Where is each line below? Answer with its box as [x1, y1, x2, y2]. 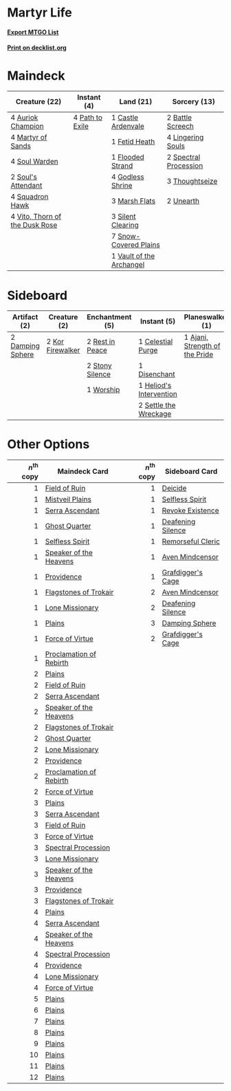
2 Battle [166, 113, 192, 122]
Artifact [12, 312, 38, 322]
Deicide [162, 483, 187, 493]
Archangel [111, 260, 145, 270]
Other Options [7, 437, 90, 452]
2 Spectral [166, 153, 201, 162]
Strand [111, 161, 133, 171]
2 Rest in [87, 337, 115, 347]
